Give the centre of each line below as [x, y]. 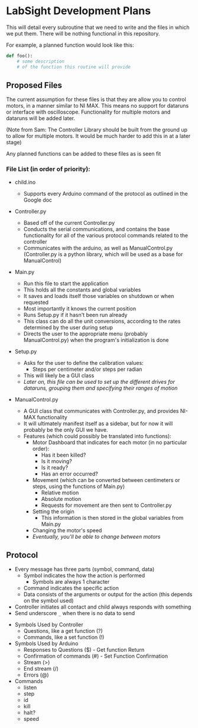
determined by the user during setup [68, 327]
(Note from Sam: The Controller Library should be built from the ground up [97, 130]
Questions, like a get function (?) [63, 631]
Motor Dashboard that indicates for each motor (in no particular [110, 442]
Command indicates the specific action [71, 588]
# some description [41, 61]
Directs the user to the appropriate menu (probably [85, 334]
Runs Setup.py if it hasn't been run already [75, 315]
